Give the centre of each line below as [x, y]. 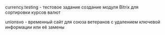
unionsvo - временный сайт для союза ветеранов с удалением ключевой [83, 22]
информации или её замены [35, 27]
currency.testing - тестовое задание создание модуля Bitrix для [72, 7]
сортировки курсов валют [33, 12]
